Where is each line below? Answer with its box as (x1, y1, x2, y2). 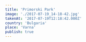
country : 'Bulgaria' (5, 20, 47, 26)
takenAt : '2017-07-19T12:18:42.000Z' (5, 16, 82, 21)
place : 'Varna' (5, 25, 36, 30)
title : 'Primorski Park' (5, 7, 56, 12)
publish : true (5, 29, 34, 34)
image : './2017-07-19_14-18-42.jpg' (5, 12, 80, 16)
